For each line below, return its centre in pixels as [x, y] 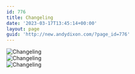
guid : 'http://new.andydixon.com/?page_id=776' [68, 35]
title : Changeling [30, 18]
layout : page [23, 29]
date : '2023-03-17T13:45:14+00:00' [52, 23]
